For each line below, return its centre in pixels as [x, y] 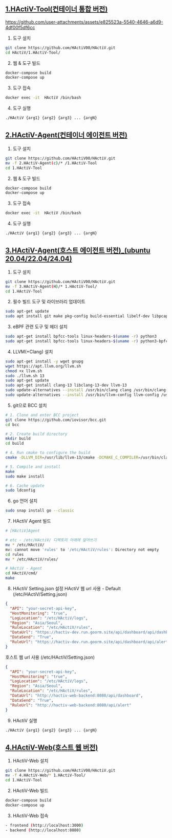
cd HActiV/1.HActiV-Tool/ [33, 52]
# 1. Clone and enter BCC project [42, 415]
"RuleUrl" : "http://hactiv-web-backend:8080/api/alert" [71, 705]
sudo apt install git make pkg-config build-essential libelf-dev [78, 316]
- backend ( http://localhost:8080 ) [43, 830]
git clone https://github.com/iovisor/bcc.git [56, 420]
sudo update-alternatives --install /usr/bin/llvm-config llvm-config [82, 395]
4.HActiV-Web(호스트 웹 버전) [52, 747]
